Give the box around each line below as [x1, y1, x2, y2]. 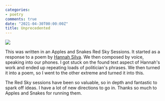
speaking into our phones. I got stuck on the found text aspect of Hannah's [5, 59, 160, 65]
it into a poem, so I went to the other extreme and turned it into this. [5, 70, 144, 76]
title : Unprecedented [5, 26, 51, 31]
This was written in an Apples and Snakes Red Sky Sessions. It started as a [5, 49, 160, 55]
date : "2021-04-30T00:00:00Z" [5, 21, 69, 26]
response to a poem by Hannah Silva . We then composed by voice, [5, 54, 144, 60]
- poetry [5, 12, 24, 17]
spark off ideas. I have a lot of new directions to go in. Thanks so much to [5, 85, 157, 91]
